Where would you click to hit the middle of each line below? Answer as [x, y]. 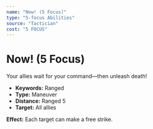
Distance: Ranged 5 [40, 101]
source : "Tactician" [33, 23]
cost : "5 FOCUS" [27, 29]
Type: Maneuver [36, 95]
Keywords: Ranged [40, 88]
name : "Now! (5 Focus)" [37, 12]
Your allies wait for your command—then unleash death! [77, 76]
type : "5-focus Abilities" [41, 18]
